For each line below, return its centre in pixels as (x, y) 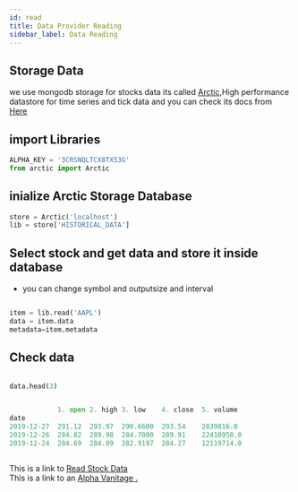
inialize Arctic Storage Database (101, 197)
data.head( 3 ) (34, 386)
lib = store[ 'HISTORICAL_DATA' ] (69, 225)
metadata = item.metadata (54, 329)
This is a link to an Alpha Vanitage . (74, 478)
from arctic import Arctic (60, 168)
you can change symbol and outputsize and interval (118, 289)
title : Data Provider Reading (66, 26)
